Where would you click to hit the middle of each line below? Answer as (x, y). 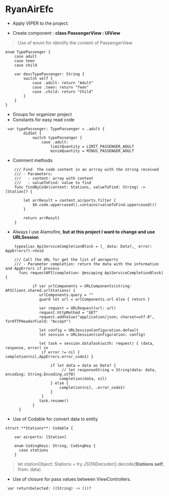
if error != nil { (61, 352)
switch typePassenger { (57, 138)
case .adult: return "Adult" (63, 83)
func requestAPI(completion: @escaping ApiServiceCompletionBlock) (91, 273)
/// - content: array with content (54, 178)
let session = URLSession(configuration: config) (92, 334)
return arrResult (41, 218)
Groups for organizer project (42, 114)
